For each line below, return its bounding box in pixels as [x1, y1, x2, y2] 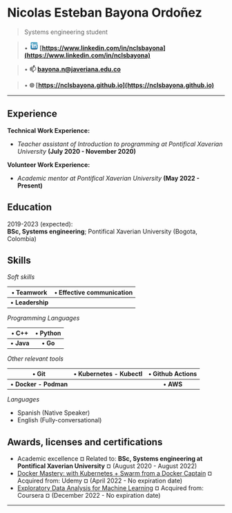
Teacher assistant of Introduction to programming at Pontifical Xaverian [17, 140, 223, 148]
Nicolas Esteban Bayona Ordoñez [7, 5, 202, 21]
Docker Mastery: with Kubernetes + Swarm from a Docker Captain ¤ [17, 469, 213, 477]
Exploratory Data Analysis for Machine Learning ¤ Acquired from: [17, 483, 204, 492]
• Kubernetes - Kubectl [73, 370, 143, 378]
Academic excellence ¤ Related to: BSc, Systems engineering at [17, 454, 203, 462]
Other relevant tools [7, 354, 64, 363]
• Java [10, 339, 30, 348]
